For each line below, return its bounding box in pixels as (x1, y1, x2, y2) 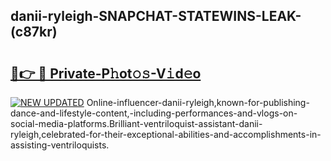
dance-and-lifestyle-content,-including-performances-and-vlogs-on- (10, 107, 298, 119)
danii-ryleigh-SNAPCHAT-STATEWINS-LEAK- (10, 8, 302, 25)
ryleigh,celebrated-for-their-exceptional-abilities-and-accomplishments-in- (10, 129, 322, 140)
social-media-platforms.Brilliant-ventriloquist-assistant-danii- (10, 118, 263, 129)
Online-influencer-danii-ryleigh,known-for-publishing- (86, 97, 310, 108)
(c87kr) (10, 24, 58, 41)
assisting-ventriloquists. (10, 139, 110, 151)
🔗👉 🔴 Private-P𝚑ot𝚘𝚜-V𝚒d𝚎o (10, 65, 202, 82)
